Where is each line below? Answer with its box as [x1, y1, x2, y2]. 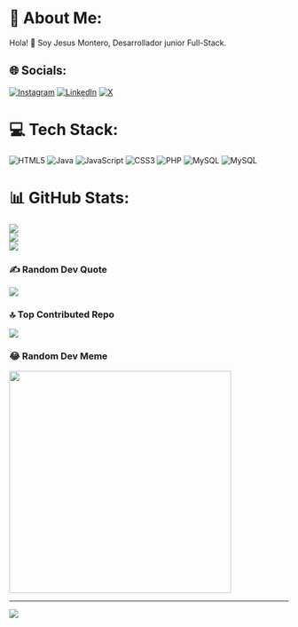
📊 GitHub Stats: [9, 187, 130, 208]
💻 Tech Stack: [9, 119, 119, 139]
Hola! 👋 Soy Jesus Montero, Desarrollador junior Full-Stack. [9, 37, 227, 48]
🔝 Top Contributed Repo [9, 308, 115, 321]
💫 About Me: [9, 8, 103, 28]
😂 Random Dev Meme [9, 350, 108, 362]
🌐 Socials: [9, 63, 67, 78]
